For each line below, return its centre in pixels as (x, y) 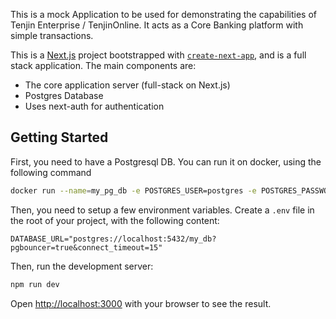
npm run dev (35, 284)
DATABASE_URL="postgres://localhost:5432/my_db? (113, 239)
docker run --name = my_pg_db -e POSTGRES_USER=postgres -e (133, 190)
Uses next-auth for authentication (94, 106)
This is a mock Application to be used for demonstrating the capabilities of (163, 14)
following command (51, 172)
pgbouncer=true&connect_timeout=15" (86, 247)
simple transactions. (52, 35)
